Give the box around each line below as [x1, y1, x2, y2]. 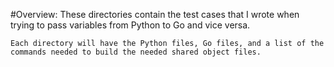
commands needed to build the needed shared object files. [10, 47, 262, 57]
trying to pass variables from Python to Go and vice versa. [10, 19, 251, 31]
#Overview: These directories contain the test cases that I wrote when [10, 9, 300, 20]
